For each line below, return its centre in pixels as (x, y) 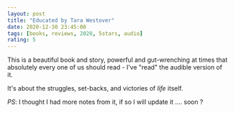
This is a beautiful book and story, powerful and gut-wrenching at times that (118, 60)
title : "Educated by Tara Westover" (61, 20)
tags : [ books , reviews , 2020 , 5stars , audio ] (75, 33)
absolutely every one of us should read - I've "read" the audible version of (115, 67)
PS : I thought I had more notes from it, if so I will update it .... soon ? (105, 102)
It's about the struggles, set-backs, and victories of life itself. (95, 88)
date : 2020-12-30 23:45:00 (47, 27)
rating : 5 (22, 40)
